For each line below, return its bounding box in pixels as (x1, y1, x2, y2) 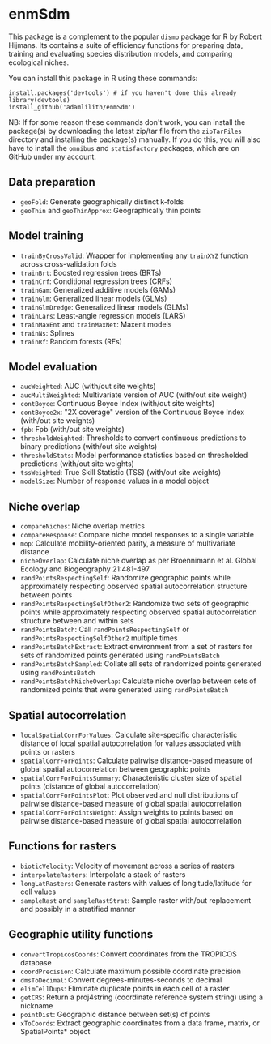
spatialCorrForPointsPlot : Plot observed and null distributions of (19, 790, 239, 799)
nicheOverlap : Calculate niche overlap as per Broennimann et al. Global (19, 556, 257, 566)
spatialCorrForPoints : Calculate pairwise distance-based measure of (19, 755, 253, 765)
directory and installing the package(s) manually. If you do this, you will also (8, 135, 261, 144)
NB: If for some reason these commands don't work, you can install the (8, 117, 246, 126)
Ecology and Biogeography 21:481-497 (19, 564, 150, 574)
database (19, 957, 52, 967)
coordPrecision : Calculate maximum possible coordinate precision (19, 966, 241, 976)
